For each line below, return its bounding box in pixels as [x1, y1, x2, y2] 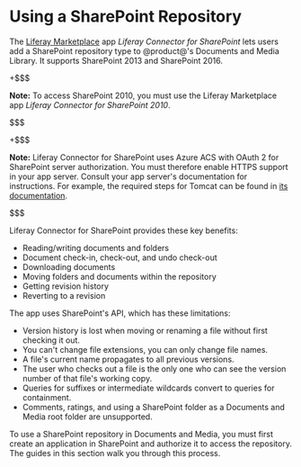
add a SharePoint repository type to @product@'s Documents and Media [9, 45, 280, 56]
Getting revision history [22, 281, 110, 292]
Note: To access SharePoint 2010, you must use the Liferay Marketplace [9, 90, 277, 101]
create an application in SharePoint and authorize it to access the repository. [9, 438, 292, 449]
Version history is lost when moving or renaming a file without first [22, 325, 268, 336]
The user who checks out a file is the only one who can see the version [22, 363, 287, 374]
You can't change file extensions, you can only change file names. [22, 344, 268, 355]
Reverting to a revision [22, 290, 106, 301]
